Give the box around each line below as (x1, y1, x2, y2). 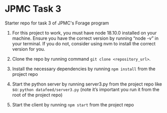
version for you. (12, 46, 45, 52)
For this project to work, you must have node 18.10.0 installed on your (12, 30, 157, 36)
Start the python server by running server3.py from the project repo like (12, 81, 162, 87)
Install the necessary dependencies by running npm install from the (12, 66, 156, 72)
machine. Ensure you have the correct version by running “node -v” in (12, 35, 159, 41)
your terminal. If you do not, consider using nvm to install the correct (12, 40, 156, 46)
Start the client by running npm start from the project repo (12, 101, 134, 107)
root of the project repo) (12, 92, 63, 98)
